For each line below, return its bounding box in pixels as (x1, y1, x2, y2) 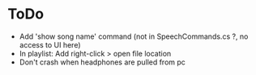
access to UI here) (19, 40, 82, 49)
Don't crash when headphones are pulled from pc (19, 57, 186, 67)
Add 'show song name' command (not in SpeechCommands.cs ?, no (19, 31, 249, 41)
